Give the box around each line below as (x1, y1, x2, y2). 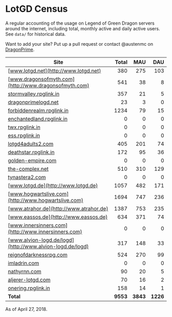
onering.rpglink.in (8, 284, 50, 291)
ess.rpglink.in (8, 132, 40, 139)
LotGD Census (5, 3, 68, 15)
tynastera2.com (8, 173, 46, 181)
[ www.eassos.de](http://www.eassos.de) (8, 213, 108, 221)
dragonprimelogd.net (8, 98, 59, 106)
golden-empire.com (8, 157, 57, 164)
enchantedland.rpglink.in (8, 115, 68, 122)
